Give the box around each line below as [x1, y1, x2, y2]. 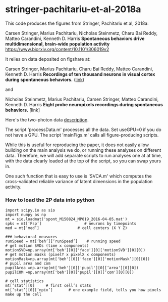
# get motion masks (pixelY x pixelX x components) [5, 252, 116, 257]
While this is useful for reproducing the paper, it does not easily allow [5, 142, 149, 148]
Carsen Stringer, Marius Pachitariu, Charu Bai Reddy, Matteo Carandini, [5, 66, 153, 72]
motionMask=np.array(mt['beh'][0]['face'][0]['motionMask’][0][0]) [5, 256, 150, 262]
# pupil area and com [5, 261, 51, 266]
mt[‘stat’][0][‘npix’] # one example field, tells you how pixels [5, 287, 161, 293]
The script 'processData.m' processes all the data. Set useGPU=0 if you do [5, 126, 161, 133]
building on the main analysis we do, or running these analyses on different [5, 147, 161, 153]
